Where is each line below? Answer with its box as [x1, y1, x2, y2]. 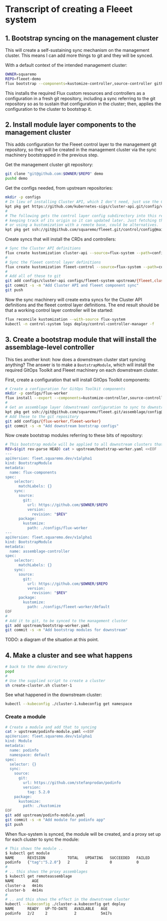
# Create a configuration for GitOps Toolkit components [5, 386, 126, 391]
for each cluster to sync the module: [5, 836, 80, 842]
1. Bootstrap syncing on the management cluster [5, 34, 159, 42]
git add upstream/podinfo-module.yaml [5, 813, 85, 818]
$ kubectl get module [5, 851, 50, 856]
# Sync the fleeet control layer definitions [5, 259, 101, 265]
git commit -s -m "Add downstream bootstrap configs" [5, 423, 119, 429]
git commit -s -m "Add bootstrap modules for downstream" [5, 628, 128, 633]
